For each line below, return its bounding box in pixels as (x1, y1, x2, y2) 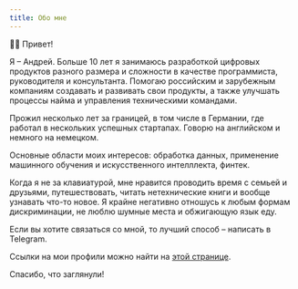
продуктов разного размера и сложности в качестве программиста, (9, 66, 278, 77)
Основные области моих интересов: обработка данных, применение (9, 150, 280, 160)
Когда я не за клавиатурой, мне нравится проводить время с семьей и (9, 177, 288, 188)
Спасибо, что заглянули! (9, 268, 105, 279)
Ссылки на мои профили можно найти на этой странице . (9, 251, 231, 262)
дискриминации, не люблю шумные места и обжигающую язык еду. (9, 206, 278, 217)
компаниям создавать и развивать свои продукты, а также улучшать (9, 85, 281, 96)
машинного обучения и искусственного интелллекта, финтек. (9, 159, 251, 170)
